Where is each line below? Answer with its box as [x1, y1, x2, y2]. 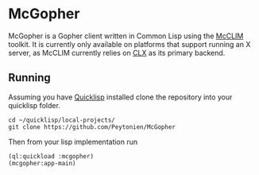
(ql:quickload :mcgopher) [8, 152, 94, 160]
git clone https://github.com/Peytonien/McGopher [8, 122, 176, 131]
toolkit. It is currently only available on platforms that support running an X [8, 39, 251, 49]
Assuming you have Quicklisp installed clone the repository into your [8, 92, 233, 102]
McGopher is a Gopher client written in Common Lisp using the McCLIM [8, 31, 244, 41]
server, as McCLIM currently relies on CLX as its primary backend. [8, 48, 226, 57]
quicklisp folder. [8, 100, 61, 110]
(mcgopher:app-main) [8, 159, 77, 167]
